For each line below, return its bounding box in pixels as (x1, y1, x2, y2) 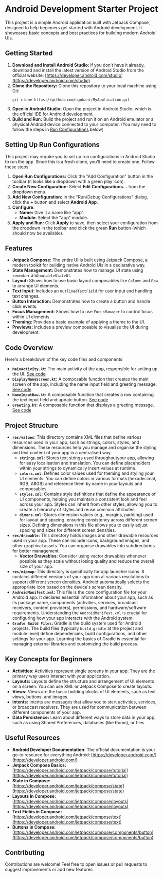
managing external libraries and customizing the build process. (12, 641, 139, 646)
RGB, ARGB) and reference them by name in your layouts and (19, 481, 143, 486)
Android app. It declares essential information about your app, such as (12, 594, 153, 600)
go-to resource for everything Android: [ (12, 752, 93, 757)
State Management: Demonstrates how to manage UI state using (12, 268, 144, 273)
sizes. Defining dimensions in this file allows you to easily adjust (19, 522, 148, 528)
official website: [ (12, 72, 47, 78)
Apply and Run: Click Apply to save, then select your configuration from (12, 220, 158, 226)
